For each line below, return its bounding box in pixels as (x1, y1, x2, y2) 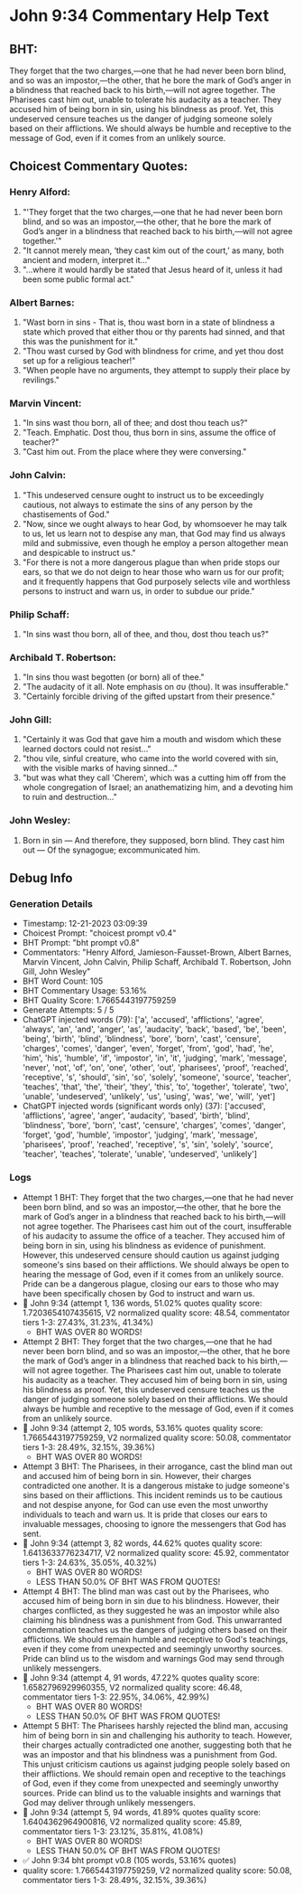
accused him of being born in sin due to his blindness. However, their (22, 1595, 280, 1606)
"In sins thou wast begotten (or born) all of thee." (22, 672, 205, 683)
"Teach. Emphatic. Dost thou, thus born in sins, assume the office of (22, 427, 277, 438)
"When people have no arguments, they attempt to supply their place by (22, 364, 290, 375)
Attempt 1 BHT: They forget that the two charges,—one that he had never (22, 1192, 294, 1202)
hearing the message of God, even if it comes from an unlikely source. (22, 1268, 284, 1279)
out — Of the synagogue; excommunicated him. (22, 844, 201, 855)
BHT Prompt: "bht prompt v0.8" (22, 938, 140, 948)
